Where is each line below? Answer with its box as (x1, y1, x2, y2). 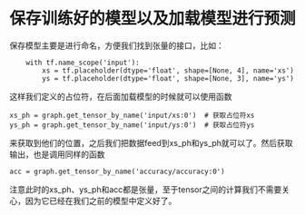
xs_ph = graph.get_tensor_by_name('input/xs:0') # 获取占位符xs (9, 111, 255, 120)
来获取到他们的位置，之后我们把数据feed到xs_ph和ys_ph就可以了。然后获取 (9, 137, 293, 148)
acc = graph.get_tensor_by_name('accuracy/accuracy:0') (9, 167, 225, 176)
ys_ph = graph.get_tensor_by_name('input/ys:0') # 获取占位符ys (9, 120, 255, 130)
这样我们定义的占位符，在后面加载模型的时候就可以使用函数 (9, 91, 232, 102)
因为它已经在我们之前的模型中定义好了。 (25, 195, 177, 206)
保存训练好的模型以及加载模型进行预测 (9, 8, 297, 29)
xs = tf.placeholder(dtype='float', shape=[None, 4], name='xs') (42, 65, 295, 75)
